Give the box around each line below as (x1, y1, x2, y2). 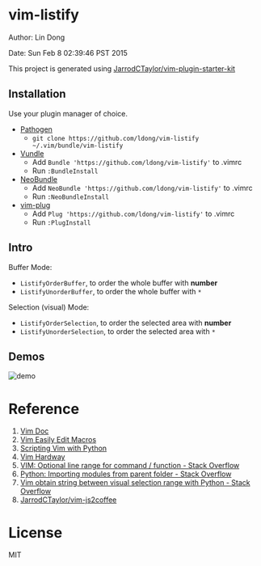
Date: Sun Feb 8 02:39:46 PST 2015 (8, 48, 128, 57)
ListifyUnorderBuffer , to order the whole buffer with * (19, 286, 202, 296)
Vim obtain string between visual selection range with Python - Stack (19, 478, 250, 488)
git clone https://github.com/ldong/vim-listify (32, 134, 200, 142)
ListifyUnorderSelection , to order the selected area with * (19, 326, 216, 336)
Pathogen (19, 124, 53, 134)
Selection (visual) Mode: (8, 302, 90, 312)
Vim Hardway (19, 452, 65, 462)
